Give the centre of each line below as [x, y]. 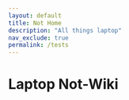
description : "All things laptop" [65, 30]
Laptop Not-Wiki [63, 85]
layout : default [35, 15]
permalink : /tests [38, 45]
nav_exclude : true [38, 38]
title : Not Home [35, 23]
